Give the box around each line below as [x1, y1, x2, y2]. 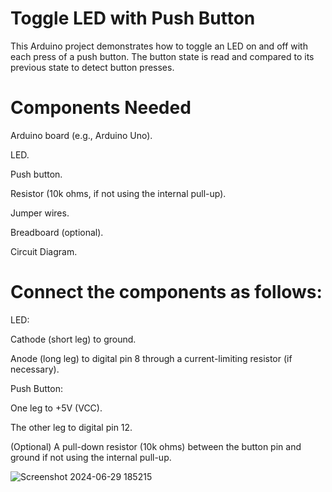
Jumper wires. [10, 207, 70, 219]
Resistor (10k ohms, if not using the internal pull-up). [10, 187, 227, 199]
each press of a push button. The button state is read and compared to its [10, 50, 315, 62]
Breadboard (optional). [10, 226, 104, 238]
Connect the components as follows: [10, 281, 323, 304]
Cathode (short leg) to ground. [10, 333, 137, 345]
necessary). [10, 363, 60, 375]
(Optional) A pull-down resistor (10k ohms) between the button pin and [10, 440, 302, 452]
